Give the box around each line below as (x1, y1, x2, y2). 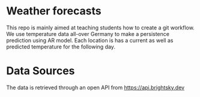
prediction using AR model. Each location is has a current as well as (6, 37, 174, 44)
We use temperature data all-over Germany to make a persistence (6, 30, 170, 37)
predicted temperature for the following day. (6, 43, 116, 50)
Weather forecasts (6, 4, 102, 18)
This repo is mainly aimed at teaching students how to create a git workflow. (6, 24, 195, 31)
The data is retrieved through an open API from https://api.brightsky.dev (6, 84, 185, 91)
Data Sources (6, 64, 75, 78)
